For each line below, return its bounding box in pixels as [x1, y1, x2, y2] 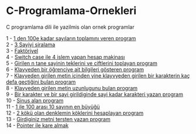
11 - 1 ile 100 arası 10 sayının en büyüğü [6, 103, 101, 110]
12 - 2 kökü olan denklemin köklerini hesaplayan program [6, 109, 144, 116]
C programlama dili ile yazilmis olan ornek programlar [6, 23, 135, 30]
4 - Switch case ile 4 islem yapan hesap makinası [6, 53, 125, 60]
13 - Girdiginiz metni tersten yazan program [6, 115, 111, 122]
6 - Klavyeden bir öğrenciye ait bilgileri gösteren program [6, 66, 145, 73]
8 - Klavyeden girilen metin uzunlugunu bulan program [6, 84, 138, 91]
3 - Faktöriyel [6, 47, 39, 54]
